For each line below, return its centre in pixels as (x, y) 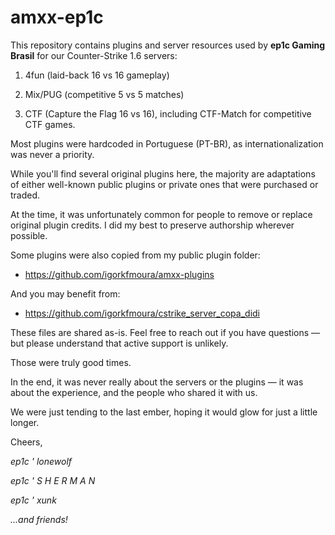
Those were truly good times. (71, 362)
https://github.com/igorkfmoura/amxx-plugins (119, 274)
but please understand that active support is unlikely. (119, 343)
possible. (29, 235)
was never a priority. (52, 154)
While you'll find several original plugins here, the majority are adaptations (163, 173)
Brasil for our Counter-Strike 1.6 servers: (94, 55)
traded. (25, 195)
